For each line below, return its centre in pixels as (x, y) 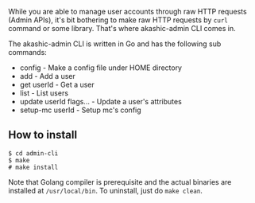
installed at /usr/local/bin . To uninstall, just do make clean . (105, 190)
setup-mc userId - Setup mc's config (80, 110)
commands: (28, 52)
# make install (33, 167)
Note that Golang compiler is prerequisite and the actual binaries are (120, 182)
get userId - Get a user (57, 84)
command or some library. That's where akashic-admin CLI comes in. (122, 28)
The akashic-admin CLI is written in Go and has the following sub (115, 44)
